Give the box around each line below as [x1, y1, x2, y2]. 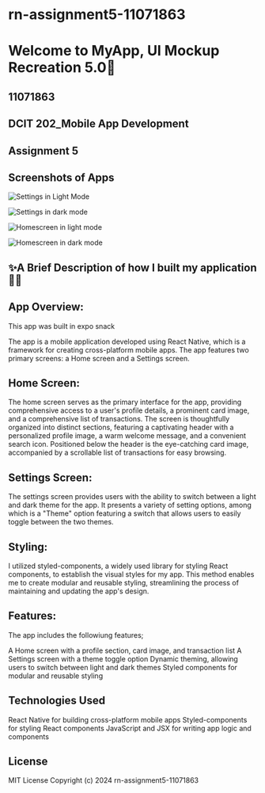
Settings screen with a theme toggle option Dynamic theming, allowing [8, 654, 239, 663]
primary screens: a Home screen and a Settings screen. [8, 353, 190, 363]
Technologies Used [8, 694, 105, 707]
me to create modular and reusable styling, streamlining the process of [8, 578, 240, 587]
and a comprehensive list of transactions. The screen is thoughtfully [8, 414, 230, 424]
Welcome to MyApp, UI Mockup [8, 42, 220, 60]
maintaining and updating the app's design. [8, 586, 150, 596]
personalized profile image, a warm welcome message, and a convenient [8, 431, 247, 440]
